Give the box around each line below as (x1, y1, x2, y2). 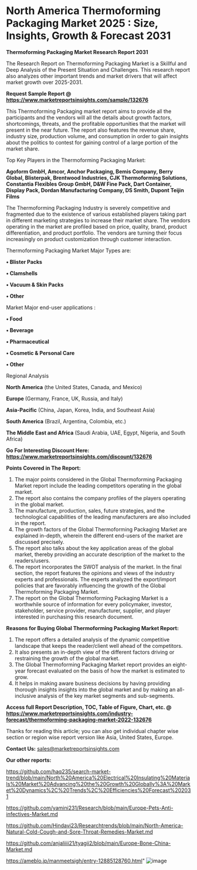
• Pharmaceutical (6, 338, 50, 345)
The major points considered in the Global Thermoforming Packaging (14, 476, 182, 483)
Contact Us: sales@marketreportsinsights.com (6, 745, 120, 752)
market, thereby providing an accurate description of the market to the (14, 551, 185, 558)
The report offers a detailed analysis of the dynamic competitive (14, 636, 170, 643)
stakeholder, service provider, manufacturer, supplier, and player (14, 607, 171, 614)
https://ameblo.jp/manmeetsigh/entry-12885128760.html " (6, 857, 145, 864)
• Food (6, 315, 22, 322)
